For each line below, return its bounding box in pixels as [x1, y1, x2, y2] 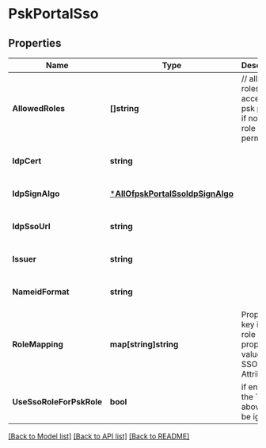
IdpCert [12, 155, 42, 167]
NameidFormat [12, 286, 70, 297]
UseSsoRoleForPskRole [12, 396, 103, 407]
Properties [8, 36, 62, 50]
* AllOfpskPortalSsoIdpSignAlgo [109, 188, 234, 199]
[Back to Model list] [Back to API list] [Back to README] [8, 431, 190, 441]
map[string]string [109, 339, 179, 350]
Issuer [12, 254, 37, 264]
